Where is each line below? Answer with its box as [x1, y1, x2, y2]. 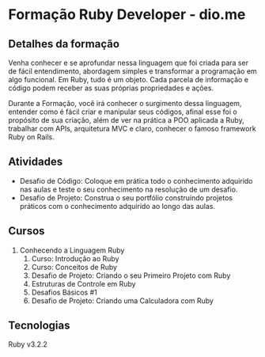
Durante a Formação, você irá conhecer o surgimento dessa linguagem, [8, 99, 242, 108]
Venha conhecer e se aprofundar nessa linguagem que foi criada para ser [8, 58, 249, 67]
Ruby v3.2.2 [8, 340, 47, 349]
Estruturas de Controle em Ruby [31, 279, 136, 288]
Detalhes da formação [8, 37, 120, 51]
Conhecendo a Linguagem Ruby [19, 245, 125, 255]
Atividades [8, 155, 63, 169]
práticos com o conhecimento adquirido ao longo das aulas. [19, 201, 216, 211]
